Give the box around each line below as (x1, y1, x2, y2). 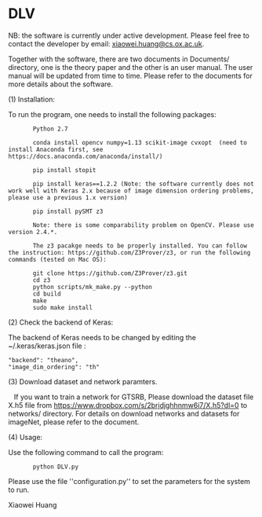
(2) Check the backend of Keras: (8, 317, 114, 327)
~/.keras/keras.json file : (8, 341, 86, 350)
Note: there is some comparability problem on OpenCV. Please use (32, 221, 255, 229)
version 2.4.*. (8, 228, 58, 236)
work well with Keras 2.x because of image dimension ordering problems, (8, 186, 255, 195)
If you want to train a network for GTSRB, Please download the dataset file (13, 392, 254, 401)
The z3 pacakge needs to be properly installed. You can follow (32, 241, 247, 250)
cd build (32, 290, 61, 298)
